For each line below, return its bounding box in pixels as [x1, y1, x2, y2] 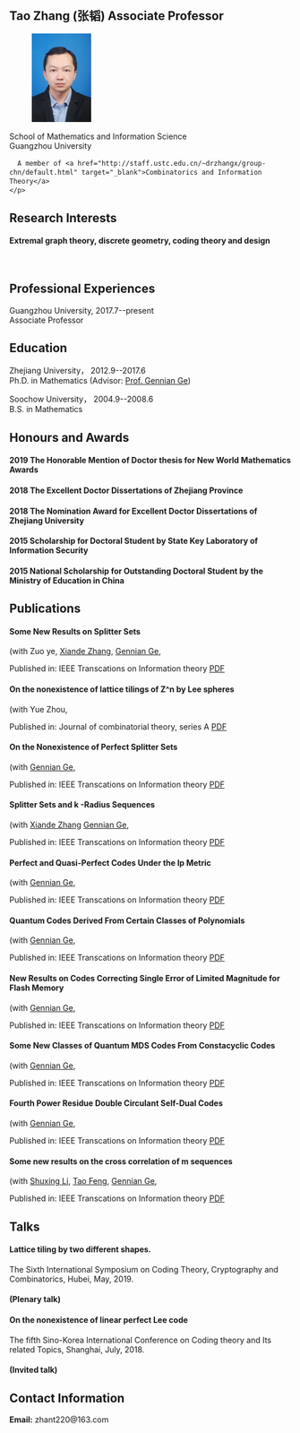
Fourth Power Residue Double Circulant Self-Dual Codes [9, 1098, 224, 1109]
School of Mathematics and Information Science [9, 131, 187, 142]
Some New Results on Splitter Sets [9, 626, 141, 636]
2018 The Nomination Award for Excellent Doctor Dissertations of [9, 505, 258, 516]
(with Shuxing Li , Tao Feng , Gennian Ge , [9, 1176, 158, 1187]
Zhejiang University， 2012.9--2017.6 [9, 366, 146, 376]
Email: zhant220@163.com [9, 1414, 109, 1425]
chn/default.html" [9, 168, 78, 177]
